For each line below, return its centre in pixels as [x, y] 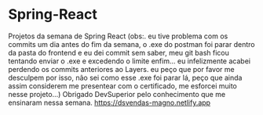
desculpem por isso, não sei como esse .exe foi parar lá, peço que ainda [125, 77]
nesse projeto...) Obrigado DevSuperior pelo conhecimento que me [117, 94]
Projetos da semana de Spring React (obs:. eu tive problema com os [118, 36]
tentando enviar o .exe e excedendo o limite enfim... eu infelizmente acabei [130, 61]
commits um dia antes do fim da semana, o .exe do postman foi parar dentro [131, 44]
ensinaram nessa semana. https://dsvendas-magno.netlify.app [109, 102]
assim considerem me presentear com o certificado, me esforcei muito [123, 86]
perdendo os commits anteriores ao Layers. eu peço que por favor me [121, 69]
